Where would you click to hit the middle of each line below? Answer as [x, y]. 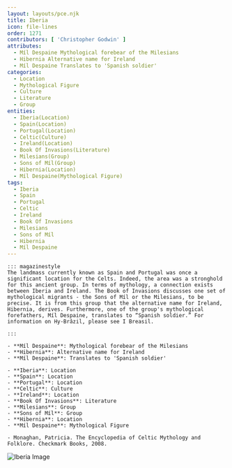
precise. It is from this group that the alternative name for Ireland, [115, 304]
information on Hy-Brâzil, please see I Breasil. [81, 322]
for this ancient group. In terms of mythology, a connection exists [110, 285]
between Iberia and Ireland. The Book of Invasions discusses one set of [117, 291]
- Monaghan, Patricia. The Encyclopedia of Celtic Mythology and [104, 438]
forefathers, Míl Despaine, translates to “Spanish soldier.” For [106, 316]
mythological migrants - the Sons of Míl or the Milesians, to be [106, 298]
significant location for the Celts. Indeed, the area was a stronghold [115, 279]
